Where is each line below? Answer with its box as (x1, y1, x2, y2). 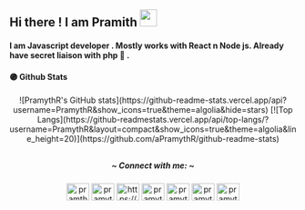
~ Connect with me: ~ (111, 160, 195, 171)
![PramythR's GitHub (19, 95, 97, 105)
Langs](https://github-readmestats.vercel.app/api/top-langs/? (36, 115, 269, 125)
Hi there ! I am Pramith (9, 15, 138, 30)
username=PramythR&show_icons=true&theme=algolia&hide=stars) (13, 105, 269, 115)
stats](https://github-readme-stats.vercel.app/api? (97, 95, 287, 105)
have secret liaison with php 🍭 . (9, 49, 130, 60)
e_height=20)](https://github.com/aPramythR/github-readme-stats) (26, 134, 280, 145)
